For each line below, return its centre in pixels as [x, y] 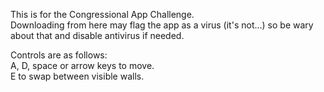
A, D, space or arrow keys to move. [82, 65]
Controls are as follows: [59, 55]
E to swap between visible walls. [77, 76]
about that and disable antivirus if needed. [97, 35]
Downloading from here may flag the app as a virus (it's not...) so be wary [162, 25]
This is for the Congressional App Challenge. [102, 14]
